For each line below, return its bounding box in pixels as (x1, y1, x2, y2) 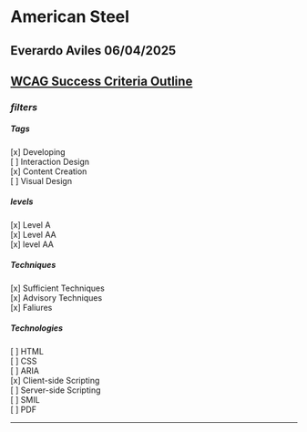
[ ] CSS (10, 355, 37, 366)
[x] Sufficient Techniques (10, 283, 106, 293)
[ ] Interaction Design (10, 156, 90, 167)
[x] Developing (10, 146, 67, 157)
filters (10, 100, 38, 113)
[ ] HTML (10, 345, 45, 356)
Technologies (10, 323, 63, 334)
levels (10, 196, 34, 207)
